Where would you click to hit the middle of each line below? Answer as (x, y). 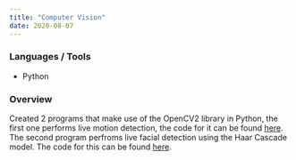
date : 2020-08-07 (42, 26)
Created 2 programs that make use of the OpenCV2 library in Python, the (144, 119)
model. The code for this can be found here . (90, 147)
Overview (31, 99)
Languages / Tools (50, 57)
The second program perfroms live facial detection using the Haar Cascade (148, 138)
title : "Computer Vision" (57, 17)
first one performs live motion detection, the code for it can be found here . (146, 128)
